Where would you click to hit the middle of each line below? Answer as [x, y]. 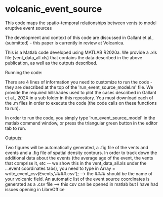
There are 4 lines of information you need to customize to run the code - [79, 82]
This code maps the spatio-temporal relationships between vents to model [81, 23]
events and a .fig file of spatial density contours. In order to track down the [81, 153]
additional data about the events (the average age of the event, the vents [79, 158]
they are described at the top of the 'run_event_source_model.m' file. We [79, 87]
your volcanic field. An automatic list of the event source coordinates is [77, 179]
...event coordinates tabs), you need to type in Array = [60, 168]
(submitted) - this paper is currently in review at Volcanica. [65, 42]
